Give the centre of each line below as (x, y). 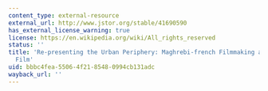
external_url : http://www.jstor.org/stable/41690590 (98, 23)
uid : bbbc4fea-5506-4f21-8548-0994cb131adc (82, 67)
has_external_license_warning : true (69, 30)
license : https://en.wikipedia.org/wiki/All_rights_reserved (112, 38)
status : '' (26, 45)
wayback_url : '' (35, 74)
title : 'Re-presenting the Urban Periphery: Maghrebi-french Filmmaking (132, 52)
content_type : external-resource (64, 15)
